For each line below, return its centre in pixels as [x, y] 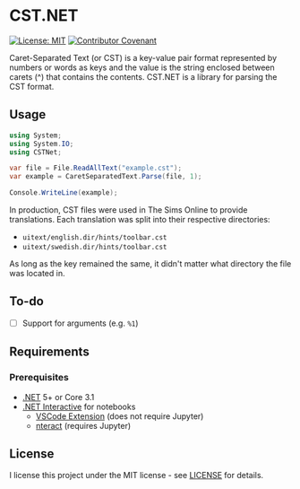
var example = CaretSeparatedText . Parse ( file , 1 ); [106, 177]
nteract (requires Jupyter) [83, 425]
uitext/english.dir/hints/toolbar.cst [94, 238]
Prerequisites [39, 378]
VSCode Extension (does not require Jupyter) [120, 416]
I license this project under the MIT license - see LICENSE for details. [137, 476]
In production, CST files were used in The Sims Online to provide [129, 210]
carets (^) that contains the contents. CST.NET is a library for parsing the [143, 76]
